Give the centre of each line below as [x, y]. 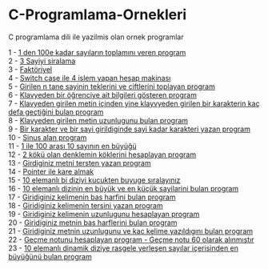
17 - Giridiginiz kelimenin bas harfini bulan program [92, 197]
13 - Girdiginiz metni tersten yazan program [80, 163]
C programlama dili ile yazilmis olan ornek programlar [96, 37]
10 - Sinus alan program [48, 137]
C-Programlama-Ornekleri [98, 15]
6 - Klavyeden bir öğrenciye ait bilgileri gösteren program [103, 94]
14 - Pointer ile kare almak [51, 171]
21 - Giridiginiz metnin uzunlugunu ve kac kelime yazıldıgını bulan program [131, 231]
